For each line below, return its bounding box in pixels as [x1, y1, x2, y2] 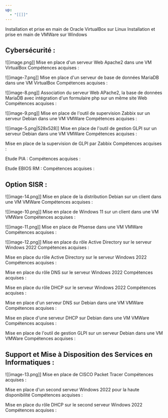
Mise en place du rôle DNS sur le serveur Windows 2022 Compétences [5, 269, 153, 275]
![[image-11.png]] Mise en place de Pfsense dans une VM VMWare [5, 224, 143, 230]
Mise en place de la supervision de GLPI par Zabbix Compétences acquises [5, 141, 162, 147]
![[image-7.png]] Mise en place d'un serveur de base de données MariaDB [5, 74, 159, 81]
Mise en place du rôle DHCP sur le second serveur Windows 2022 [5, 401, 142, 407]
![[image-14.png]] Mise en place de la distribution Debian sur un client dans [5, 194, 162, 200]
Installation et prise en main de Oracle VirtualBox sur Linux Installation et [5, 26, 155, 32]
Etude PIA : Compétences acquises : [5, 156, 81, 162]
